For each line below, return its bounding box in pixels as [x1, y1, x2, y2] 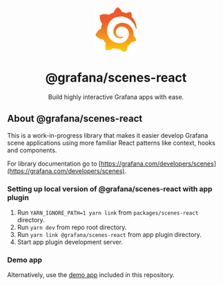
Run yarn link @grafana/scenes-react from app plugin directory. [17, 231, 202, 239]
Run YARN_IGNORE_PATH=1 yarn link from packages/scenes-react [17, 208, 199, 217]
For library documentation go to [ [7, 159, 101, 168]
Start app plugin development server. [17, 238, 123, 247]
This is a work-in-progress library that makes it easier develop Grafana [7, 131, 209, 139]
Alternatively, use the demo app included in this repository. [7, 271, 175, 279]
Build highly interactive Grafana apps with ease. [48, 93, 184, 101]
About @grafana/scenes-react [7, 113, 143, 125]
